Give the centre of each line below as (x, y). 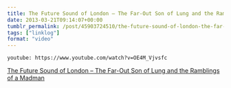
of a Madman (26, 78)
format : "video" (30, 39)
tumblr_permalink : (33, 26)
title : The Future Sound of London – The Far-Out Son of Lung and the (110, 13)
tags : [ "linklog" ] (33, 33)
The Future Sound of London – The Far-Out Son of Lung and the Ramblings (113, 71)
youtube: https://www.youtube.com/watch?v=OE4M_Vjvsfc (87, 58)
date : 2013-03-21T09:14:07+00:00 (55, 20)
